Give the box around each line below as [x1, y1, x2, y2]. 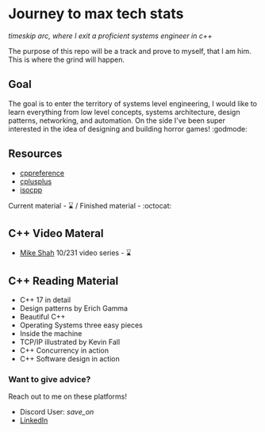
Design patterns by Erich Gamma [19, 304, 129, 313]
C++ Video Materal [8, 227, 104, 240]
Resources [8, 147, 63, 161]
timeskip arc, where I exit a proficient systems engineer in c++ [8, 31, 213, 40]
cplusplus [19, 176, 52, 186]
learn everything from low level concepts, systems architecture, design [8, 107, 240, 117]
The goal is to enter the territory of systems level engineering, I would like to [8, 98, 258, 108]
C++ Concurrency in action [19, 346, 109, 355]
